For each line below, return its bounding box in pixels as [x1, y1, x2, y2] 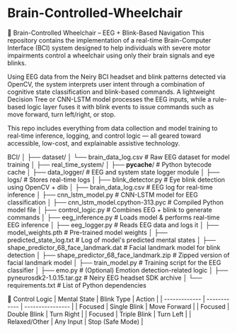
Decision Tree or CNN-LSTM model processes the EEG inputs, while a [7, 94, 212, 104]
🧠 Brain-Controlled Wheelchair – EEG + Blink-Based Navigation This [7, 28, 205, 37]
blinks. [7, 58, 27, 67]
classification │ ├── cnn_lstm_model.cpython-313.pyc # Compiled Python [7, 197, 224, 207]
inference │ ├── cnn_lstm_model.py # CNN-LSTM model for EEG [7, 190, 198, 199]
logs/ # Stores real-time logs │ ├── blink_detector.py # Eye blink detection [7, 175, 225, 184]
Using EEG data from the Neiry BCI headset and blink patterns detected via [7, 72, 226, 81]
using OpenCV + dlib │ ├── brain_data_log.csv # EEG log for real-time [7, 182, 214, 191]
